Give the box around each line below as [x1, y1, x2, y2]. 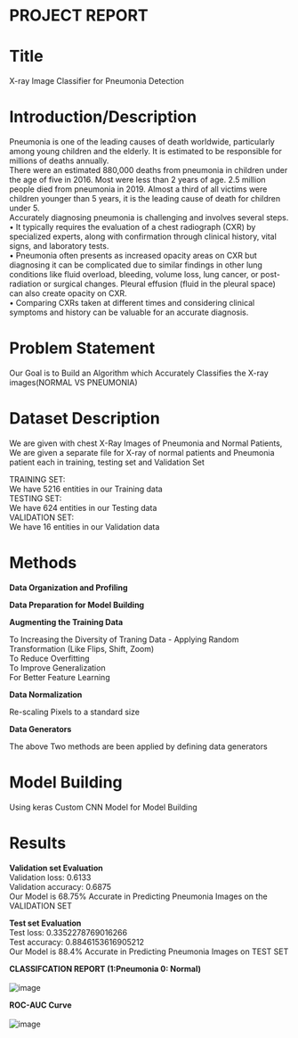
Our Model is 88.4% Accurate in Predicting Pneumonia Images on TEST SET [9, 946, 289, 957]
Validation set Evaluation [9, 862, 104, 873]
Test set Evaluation [9, 918, 82, 928]
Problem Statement [9, 338, 156, 358]
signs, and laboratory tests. [9, 241, 109, 251]
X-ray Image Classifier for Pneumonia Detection [9, 76, 185, 86]
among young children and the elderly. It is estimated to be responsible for [9, 146, 282, 157]
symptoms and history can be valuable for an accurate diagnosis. [9, 307, 249, 317]
